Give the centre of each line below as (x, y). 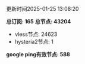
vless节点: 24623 (36, 34)
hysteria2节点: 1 (34, 42)
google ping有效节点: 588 (38, 54)
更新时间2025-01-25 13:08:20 (42, 9)
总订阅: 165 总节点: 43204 (39, 22)
